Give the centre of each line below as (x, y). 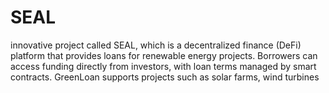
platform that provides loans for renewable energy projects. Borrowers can (164, 55)
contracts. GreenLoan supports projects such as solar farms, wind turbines (165, 77)
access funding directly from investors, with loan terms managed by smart (163, 66)
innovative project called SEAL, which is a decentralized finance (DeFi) (156, 45)
